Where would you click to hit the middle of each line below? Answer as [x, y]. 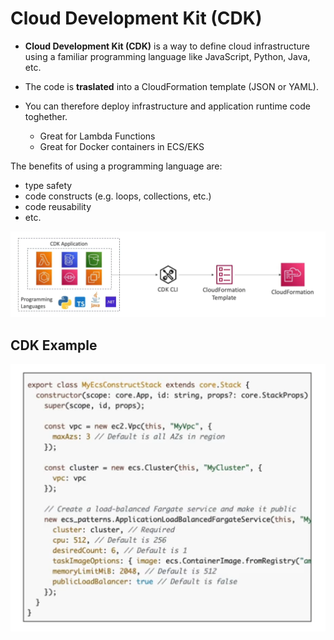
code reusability [58, 206]
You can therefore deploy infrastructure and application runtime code [167, 106]
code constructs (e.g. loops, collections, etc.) [118, 196]
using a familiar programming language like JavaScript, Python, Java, [167, 56]
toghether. [46, 116]
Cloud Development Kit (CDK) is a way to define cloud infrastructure [167, 46]
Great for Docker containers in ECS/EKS [122, 146]
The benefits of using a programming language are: [116, 166]
